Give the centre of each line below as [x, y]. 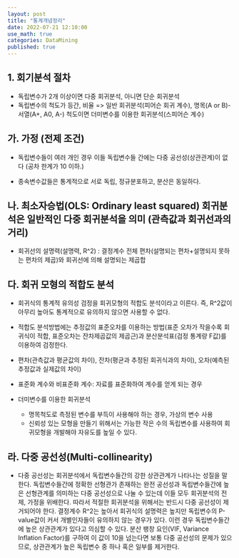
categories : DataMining [43, 41]
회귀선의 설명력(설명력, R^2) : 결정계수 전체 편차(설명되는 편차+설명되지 [117, 251]
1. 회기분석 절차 [39, 78]
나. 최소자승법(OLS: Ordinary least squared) [103, 206]
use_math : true [30, 34]
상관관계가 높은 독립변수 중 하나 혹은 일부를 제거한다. [106, 547]
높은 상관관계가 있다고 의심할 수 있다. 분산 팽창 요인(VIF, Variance [117, 529]
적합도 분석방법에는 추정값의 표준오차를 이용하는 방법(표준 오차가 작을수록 [120, 327]
